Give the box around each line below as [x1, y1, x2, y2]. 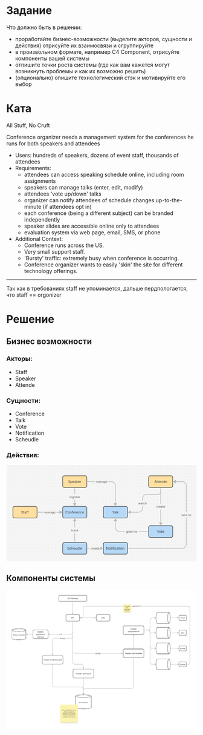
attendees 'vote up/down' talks [24, 190, 101, 197]
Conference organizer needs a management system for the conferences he [6, 133, 195, 140]
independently [24, 216, 60, 223]
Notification [14, 429, 44, 437]
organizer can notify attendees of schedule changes [24, 196, 155, 203]
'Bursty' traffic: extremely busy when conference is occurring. [24, 254, 179, 262]
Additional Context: [14, 235, 63, 242]
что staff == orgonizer [6, 291, 62, 298]
